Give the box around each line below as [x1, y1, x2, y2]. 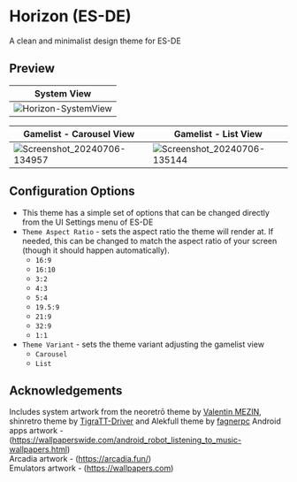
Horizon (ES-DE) [9, 6, 132, 27]
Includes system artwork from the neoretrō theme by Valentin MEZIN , [9, 407, 263, 417]
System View [34, 87, 92, 99]
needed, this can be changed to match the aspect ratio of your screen [21, 235, 278, 246]
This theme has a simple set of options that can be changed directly [21, 207, 270, 218]
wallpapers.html [9, 444, 68, 455]
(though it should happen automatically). [21, 245, 170, 256]
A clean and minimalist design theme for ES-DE [9, 35, 181, 46]
